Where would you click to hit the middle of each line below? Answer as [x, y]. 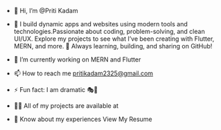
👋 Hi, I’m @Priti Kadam [46, 11]
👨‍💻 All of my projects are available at [66, 106]
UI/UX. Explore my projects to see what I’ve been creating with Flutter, [114, 39]
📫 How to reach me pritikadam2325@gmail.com [83, 73]
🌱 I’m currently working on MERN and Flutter [77, 59]
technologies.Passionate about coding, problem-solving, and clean [109, 31]
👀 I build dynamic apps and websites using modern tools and [101, 24]
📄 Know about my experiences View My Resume [83, 119]
